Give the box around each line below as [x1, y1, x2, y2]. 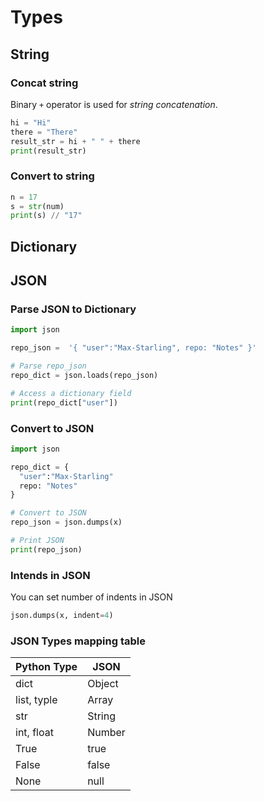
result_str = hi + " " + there [10, 136, 141, 146]
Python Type [15, 660, 78, 674]
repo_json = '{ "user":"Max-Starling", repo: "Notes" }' [10, 343, 257, 353]
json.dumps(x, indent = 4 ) [10, 611, 114, 621]
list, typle [15, 693, 58, 707]
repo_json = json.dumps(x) [10, 517, 123, 528]
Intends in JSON [10, 568, 91, 582]
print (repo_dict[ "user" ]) [10, 397, 118, 408]
